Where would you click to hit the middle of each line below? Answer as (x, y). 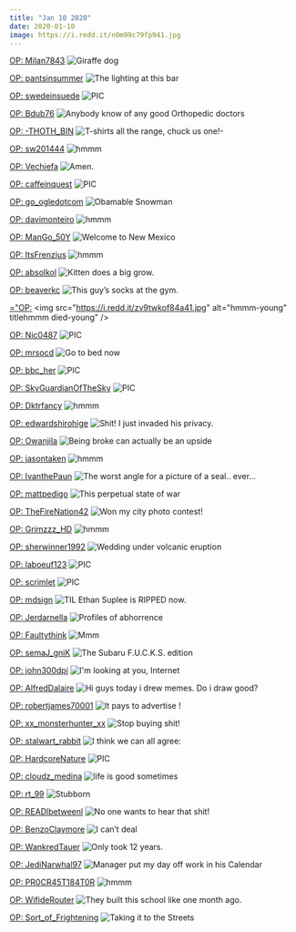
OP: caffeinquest (41, 184)
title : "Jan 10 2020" (51, 18)
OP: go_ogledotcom (46, 202)
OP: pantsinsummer (46, 78)
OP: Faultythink (38, 635)
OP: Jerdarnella (39, 618)
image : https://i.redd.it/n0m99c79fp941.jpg (95, 35)
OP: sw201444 (37, 149)
